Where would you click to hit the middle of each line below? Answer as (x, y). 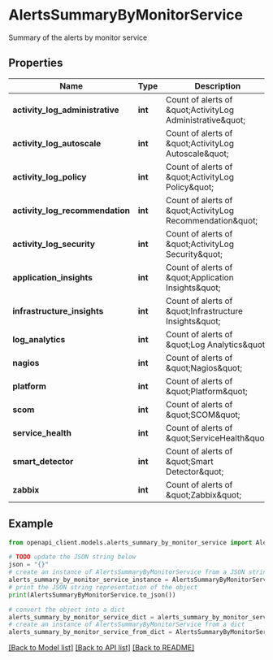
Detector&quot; (195, 471)
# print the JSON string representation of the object (103, 587)
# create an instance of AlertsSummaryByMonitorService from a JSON (127, 572)
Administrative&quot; (206, 119)
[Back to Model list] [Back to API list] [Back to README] (102, 648)
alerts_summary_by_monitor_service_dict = (81, 617)
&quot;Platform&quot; (206, 391)
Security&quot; (194, 254)
